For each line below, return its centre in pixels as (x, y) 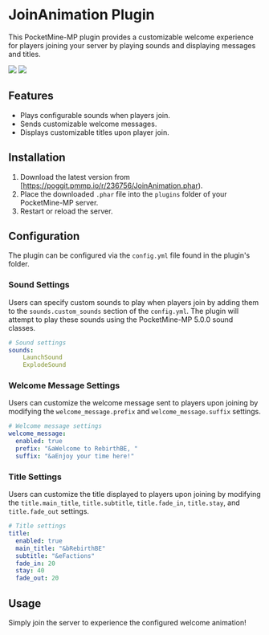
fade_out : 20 (37, 578)
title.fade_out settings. (49, 511)
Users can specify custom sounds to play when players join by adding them (134, 302)
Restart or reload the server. (66, 211)
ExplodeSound (45, 365)
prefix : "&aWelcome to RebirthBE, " (77, 449)
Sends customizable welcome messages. (88, 124)
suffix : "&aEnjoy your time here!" (75, 456)
